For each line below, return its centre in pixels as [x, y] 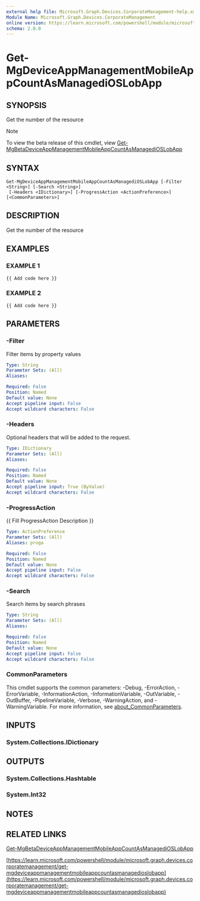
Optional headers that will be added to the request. [68, 437]
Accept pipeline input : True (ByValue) [56, 487]
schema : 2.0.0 [24, 28]
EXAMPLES [28, 249]
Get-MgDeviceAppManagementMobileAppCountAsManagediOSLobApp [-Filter [94, 182]
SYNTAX [23, 168]
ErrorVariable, [23, 694]
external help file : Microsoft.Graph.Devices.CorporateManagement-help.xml [102, 12]
